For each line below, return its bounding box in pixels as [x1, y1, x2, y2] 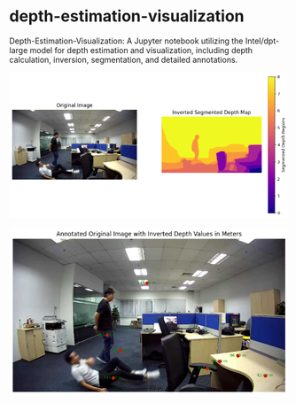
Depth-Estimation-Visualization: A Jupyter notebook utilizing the [9, 35, 244, 46]
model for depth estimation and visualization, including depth [29, 44, 253, 55]
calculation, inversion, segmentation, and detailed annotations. [9, 54, 238, 65]
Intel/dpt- [245, 35, 280, 46]
